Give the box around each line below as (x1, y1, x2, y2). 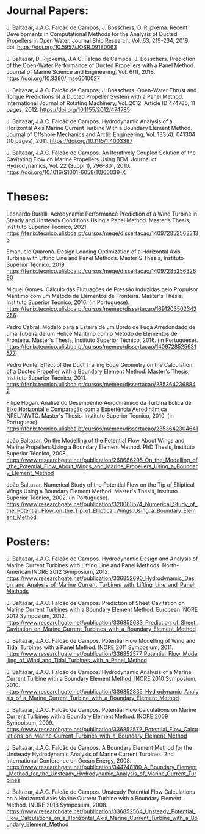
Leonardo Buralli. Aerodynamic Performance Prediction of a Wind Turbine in (6, 210, 198, 217)
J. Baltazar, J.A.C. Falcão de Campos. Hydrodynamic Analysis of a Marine (6, 668, 192, 675)
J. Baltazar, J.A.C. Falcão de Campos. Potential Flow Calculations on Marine (6, 706, 197, 713)
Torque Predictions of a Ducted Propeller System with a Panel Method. (6, 93, 184, 100)
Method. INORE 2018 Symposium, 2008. (6, 801, 108, 808)
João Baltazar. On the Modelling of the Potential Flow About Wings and (6, 437, 185, 444)
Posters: (6, 535, 50, 549)
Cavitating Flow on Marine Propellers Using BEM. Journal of (6, 155, 157, 162)
